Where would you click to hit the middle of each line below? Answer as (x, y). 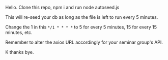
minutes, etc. (19, 32)
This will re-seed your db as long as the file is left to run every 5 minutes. (82, 17)
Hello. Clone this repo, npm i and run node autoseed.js (62, 7)
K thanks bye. (20, 52)
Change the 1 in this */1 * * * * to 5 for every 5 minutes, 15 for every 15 (81, 27)
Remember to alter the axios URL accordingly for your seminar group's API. (84, 42)
